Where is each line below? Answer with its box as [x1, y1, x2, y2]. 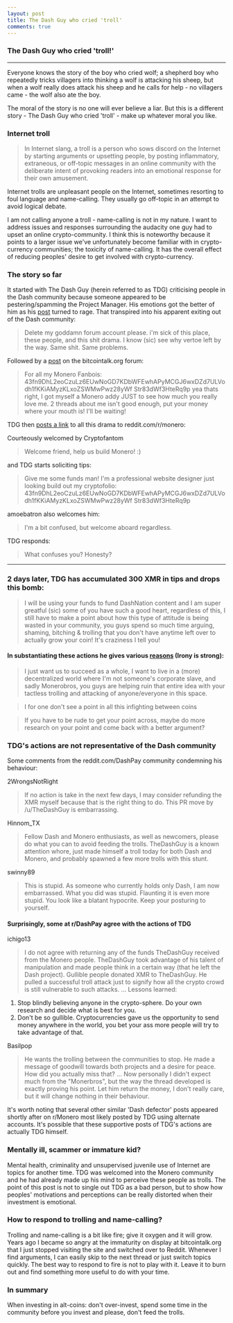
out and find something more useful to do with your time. [7, 1267, 170, 1276]
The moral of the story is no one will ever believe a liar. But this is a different [7, 103, 224, 112]
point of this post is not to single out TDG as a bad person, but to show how [7, 1183, 223, 1191]
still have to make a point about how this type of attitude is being [24, 613, 209, 622]
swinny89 [7, 868, 35, 876]
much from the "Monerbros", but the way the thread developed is [24, 1077, 212, 1085]
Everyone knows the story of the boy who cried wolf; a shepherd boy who [7, 68, 219, 76]
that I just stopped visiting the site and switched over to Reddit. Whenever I [7, 1245, 221, 1254]
